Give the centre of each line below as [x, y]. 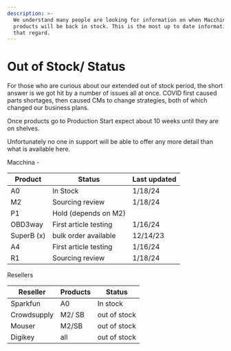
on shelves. [23, 129]
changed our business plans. [48, 108]
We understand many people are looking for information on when [107, 20]
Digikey [23, 337]
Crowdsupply [32, 315]
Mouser [23, 326]
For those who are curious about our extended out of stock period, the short [115, 86]
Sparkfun [26, 304]
